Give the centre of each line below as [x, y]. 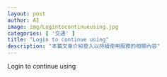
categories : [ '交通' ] [41, 33]
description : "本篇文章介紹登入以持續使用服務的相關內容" [84, 46]
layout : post [27, 14]
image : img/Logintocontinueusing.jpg [63, 27]
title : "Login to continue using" [58, 40]
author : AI [23, 20]
